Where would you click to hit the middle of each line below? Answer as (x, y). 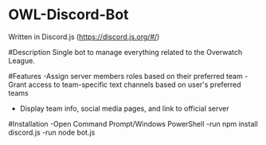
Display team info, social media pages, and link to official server (124, 108)
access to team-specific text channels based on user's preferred (135, 84)
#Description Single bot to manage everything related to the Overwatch (125, 52)
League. (22, 61)
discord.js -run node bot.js (52, 132)
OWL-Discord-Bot (68, 15)
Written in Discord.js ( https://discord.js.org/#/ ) (84, 37)
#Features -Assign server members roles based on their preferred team (125, 76)
